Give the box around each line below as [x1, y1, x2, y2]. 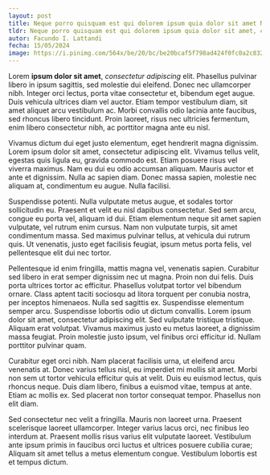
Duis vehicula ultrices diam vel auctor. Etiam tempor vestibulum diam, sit [8, 97, 247, 106]
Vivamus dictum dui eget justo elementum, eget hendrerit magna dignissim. [8, 138, 259, 147]
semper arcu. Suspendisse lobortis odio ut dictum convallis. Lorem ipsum [8, 307, 252, 316]
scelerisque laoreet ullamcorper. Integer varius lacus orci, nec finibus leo [8, 423, 249, 432]
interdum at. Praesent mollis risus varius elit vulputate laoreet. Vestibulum [8, 432, 252, 441]
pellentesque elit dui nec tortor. [8, 248, 112, 258]
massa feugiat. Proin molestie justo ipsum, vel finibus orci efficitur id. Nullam [8, 332, 261, 341]
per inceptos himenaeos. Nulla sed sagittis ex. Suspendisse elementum [8, 298, 244, 307]
